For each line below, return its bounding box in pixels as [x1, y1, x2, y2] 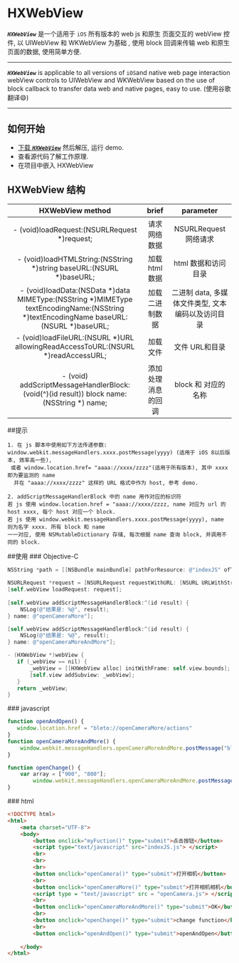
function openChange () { [7, 764, 81, 771]
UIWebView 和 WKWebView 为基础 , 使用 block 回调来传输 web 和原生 [24, 38, 230, 47]
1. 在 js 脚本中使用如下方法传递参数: [7, 441, 107, 449]
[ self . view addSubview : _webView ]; [29, 671, 135, 678]
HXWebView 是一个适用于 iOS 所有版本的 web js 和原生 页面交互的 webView [7, 29, 222, 38]
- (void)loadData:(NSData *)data [19, 285, 130, 295]
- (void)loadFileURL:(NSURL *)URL [15, 332, 134, 342]
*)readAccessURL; [43, 350, 107, 360]
